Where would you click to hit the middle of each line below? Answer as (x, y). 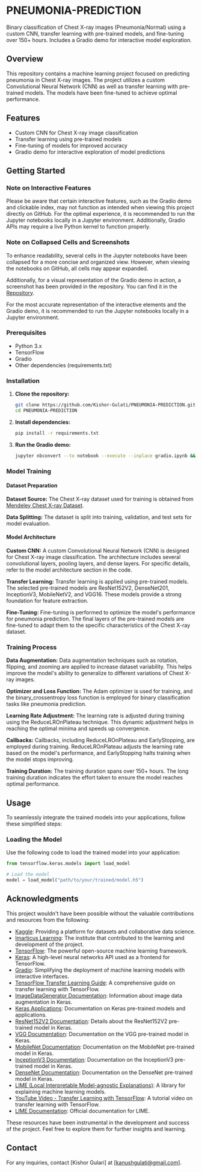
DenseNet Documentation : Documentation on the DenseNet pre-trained (104, 1072)
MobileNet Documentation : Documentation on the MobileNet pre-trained (105, 1047)
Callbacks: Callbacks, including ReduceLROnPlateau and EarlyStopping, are (101, 740)
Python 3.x (28, 346)
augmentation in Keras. (44, 1002)
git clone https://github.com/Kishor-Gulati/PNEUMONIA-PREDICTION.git (105, 405)
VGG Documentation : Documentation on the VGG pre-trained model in (102, 1034)
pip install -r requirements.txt (57, 433)
